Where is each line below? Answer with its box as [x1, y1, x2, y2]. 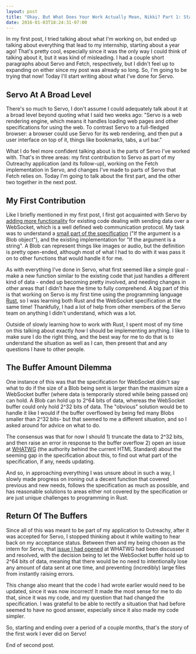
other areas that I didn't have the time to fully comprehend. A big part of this [6, 285, 189, 291]
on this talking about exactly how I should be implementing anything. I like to [6, 327, 190, 334]
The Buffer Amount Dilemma [6, 363, 112, 373]
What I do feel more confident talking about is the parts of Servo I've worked [6, 147, 190, 155]
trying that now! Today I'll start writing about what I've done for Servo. [6, 73, 174, 80]
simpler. [6, 612, 25, 619]
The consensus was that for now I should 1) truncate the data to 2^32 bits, [6, 433, 184, 440]
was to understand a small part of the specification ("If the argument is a [6, 230, 181, 237]
